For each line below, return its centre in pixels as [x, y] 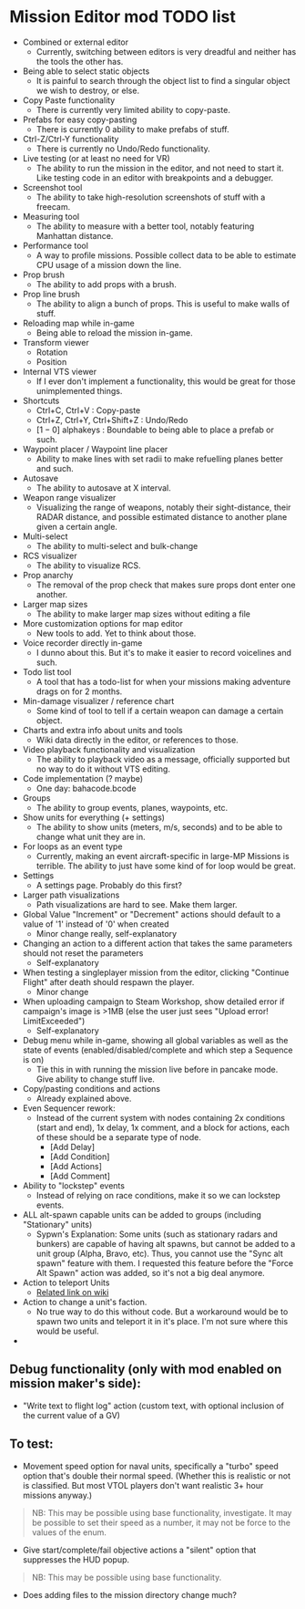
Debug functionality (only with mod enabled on [146, 1370]
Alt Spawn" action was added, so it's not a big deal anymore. [151, 1272]
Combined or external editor [76, 42]
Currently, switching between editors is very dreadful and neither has [166, 51]
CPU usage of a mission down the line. [109, 265]
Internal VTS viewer [60, 371]
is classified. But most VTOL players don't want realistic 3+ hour [143, 1485]
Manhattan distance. [75, 235]
